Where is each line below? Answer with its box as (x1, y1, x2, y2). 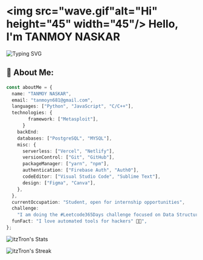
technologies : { (11, 110, 53, 116)
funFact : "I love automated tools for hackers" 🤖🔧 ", (11, 218, 147, 224)
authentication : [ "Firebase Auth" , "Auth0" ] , (22, 167, 139, 174)
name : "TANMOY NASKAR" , (11, 91, 71, 97)
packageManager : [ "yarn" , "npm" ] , (22, 161, 110, 167)
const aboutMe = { (6, 84, 53, 90)
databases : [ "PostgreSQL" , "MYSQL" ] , (17, 135, 112, 141)
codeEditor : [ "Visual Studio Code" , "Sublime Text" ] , (22, 174, 161, 180)
